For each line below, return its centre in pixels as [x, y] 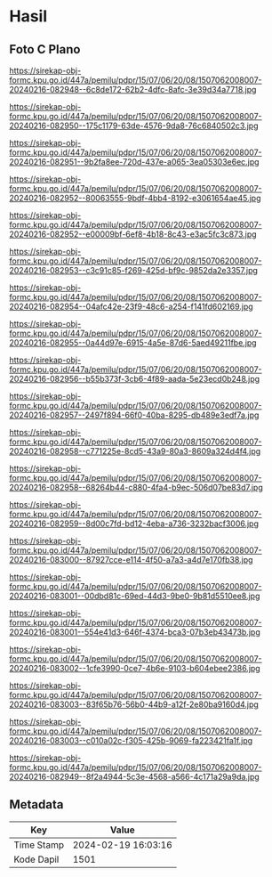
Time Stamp [39, 845]
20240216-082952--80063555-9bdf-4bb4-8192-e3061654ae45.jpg [135, 198]
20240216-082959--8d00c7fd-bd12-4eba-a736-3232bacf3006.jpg [134, 524]
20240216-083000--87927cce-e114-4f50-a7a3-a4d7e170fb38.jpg [131, 560]
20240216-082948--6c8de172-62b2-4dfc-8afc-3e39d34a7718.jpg [133, 89]
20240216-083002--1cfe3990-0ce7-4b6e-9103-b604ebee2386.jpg [135, 668]
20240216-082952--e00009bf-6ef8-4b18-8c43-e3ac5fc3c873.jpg [133, 234]
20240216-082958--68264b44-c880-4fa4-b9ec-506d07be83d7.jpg [136, 487]
